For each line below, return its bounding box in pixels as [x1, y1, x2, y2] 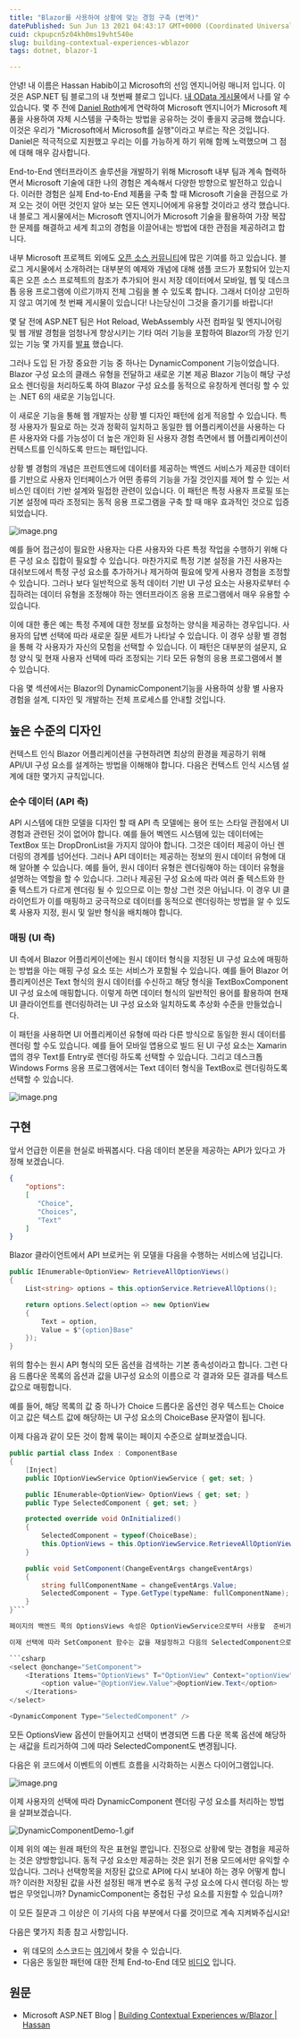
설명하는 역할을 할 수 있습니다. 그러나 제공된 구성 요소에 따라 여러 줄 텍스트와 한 [9, 873, 286, 884]
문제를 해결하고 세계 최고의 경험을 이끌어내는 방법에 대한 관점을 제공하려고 [18, 222, 277, 233]
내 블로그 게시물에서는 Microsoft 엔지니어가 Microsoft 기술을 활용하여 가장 [9, 211, 270, 222]
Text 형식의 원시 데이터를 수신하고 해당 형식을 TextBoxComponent [54, 976, 288, 986]
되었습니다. [9, 508, 48, 519]
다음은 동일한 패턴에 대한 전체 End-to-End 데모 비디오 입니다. [21, 1956, 237, 1967]
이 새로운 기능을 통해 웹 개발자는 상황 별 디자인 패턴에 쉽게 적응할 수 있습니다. [9, 410, 279, 421]
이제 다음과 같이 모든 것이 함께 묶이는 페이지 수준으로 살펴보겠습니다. [9, 1431, 247, 1442]
